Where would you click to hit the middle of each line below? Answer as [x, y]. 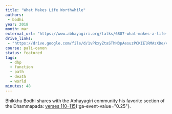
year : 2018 [17, 24]
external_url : [20, 34]
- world [18, 81]
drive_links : [19, 39]
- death [18, 77]
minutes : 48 [18, 86]
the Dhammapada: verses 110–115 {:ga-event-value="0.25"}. [68, 106]
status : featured [24, 53]
